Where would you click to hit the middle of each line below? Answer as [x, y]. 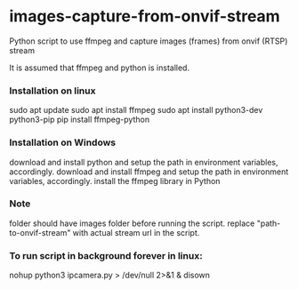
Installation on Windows [63, 142]
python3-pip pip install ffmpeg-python [79, 120]
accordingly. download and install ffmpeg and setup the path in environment [149, 172]
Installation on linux [52, 91]
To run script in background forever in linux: [106, 255]
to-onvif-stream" [40, 232]
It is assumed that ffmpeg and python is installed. [99, 68]
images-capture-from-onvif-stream [145, 16]
